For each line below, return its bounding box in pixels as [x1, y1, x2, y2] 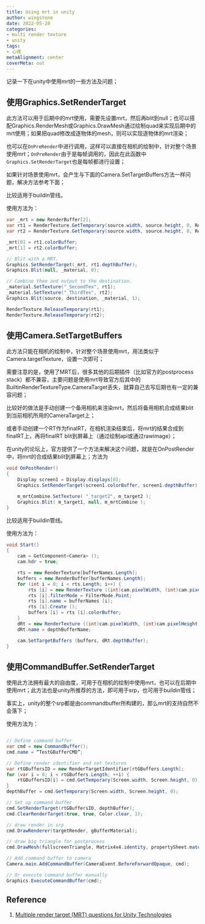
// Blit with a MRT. [6, 256, 59, 262]
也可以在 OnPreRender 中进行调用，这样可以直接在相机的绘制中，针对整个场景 [6, 143, 197, 150]
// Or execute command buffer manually [6, 871, 108, 878]
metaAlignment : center [6, 54, 64, 60]
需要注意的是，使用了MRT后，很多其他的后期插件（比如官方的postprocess [6, 368, 194, 376]
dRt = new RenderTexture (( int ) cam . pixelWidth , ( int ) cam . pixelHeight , [17, 620, 201, 627]
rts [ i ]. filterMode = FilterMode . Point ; [28, 592, 132, 598]
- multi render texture [6, 32, 67, 38]
